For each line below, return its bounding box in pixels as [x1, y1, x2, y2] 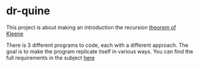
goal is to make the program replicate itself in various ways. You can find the [6, 47, 194, 55]
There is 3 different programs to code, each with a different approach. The [6, 42, 189, 49]
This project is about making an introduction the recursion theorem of [6, 24, 176, 31]
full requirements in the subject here [6, 54, 95, 61]
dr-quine [6, 4, 50, 18]
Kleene [6, 30, 24, 37]
